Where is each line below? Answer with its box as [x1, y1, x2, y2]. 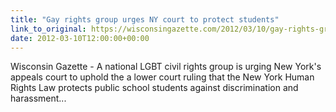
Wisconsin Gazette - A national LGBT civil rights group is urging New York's [10, 61, 322, 73]
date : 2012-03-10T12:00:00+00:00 [10, 33, 150, 43]
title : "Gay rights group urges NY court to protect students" [10, 14, 280, 25]
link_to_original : [10, 24, 87, 34]
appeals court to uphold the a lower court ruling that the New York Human [10, 71, 315, 83]
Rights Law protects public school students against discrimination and [10, 82, 299, 94]
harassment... [10, 92, 67, 105]
